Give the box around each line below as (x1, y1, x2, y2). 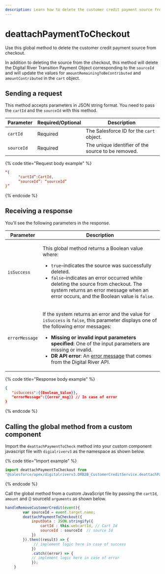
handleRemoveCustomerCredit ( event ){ (5, 505, 80, 510)
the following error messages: (42, 323, 111, 330)
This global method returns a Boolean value (42, 244, 143, 251)
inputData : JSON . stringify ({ (31, 519, 93, 524)
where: (42, 251, 59, 258)
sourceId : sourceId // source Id (40, 528, 113, 533)
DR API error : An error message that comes (51, 352, 152, 359)
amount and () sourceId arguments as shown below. (5, 495, 107, 502)
